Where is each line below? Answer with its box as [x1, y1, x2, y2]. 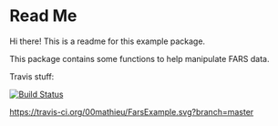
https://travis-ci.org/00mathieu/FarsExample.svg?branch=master [9, 106, 254, 117]
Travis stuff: [9, 70, 55, 82]
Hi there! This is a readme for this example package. [9, 36, 206, 47]
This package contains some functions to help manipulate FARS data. [9, 53, 270, 64]
